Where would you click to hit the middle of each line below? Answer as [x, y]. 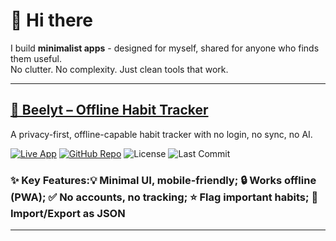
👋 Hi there [51, 20]
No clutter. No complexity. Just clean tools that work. [119, 69]
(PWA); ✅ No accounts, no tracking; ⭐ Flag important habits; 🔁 [164, 197]
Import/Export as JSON [68, 213]
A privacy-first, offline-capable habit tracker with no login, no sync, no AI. [161, 134]
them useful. [36, 58]
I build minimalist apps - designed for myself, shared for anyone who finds [165, 48]
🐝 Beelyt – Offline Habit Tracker [109, 110]
